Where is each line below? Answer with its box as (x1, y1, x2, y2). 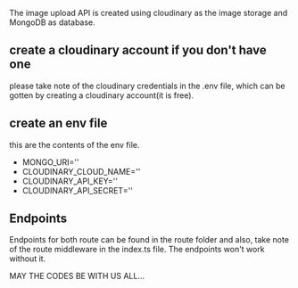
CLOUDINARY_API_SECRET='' (21, 185, 134, 195)
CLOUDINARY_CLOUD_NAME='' (21, 166, 141, 177)
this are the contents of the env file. (9, 139, 140, 150)
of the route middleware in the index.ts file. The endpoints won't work (9, 244, 265, 255)
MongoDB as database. (9, 17, 95, 28)
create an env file (9, 116, 108, 131)
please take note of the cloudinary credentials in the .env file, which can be (9, 80, 286, 91)
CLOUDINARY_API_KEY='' (21, 176, 119, 186)
